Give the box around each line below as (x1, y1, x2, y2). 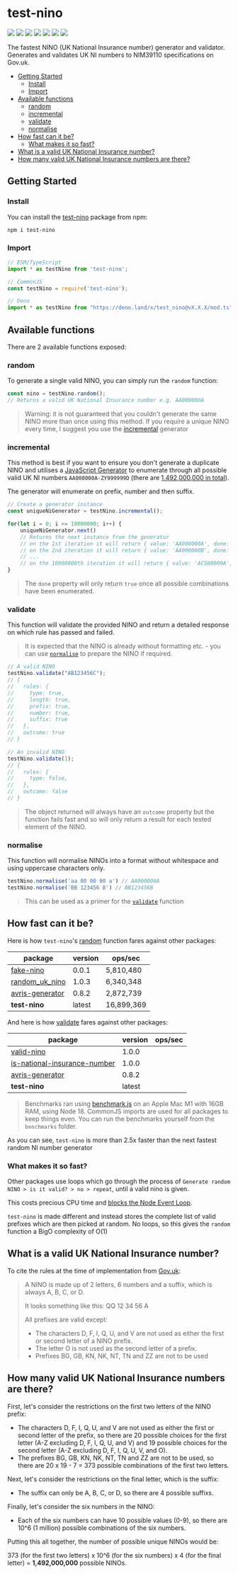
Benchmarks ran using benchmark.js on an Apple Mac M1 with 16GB (24, 1099, 225, 1107)
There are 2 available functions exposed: (7, 342, 127, 351)
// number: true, (7, 709, 72, 717)
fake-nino (11, 965, 45, 975)
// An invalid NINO (7, 748, 65, 756)
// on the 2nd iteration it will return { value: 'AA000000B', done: (20, 547, 230, 554)
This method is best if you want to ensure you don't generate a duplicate (7, 459, 220, 467)
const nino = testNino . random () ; (7, 390, 106, 398)
